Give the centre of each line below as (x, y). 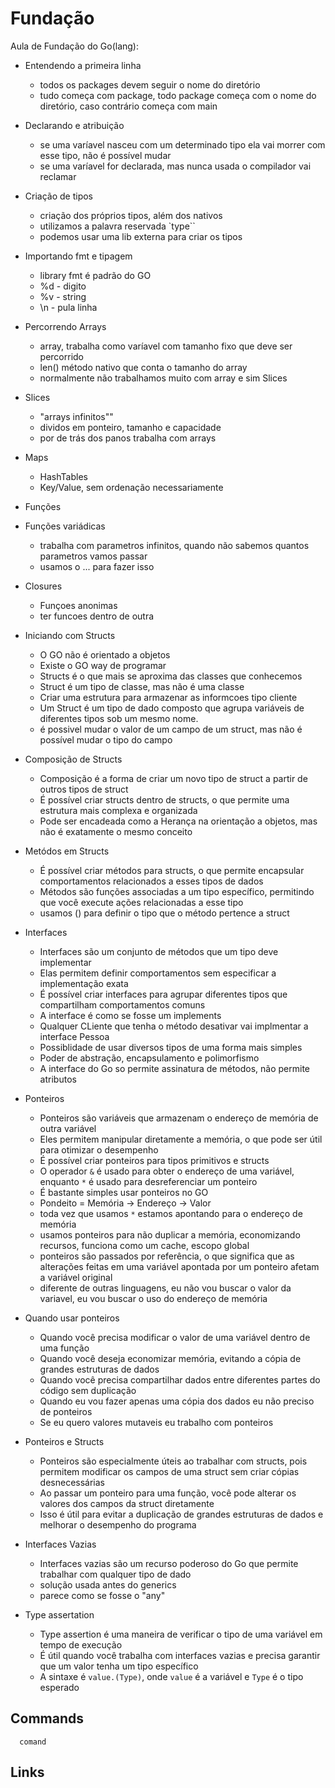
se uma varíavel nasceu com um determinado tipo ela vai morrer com (182, 144)
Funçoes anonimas (78, 605)
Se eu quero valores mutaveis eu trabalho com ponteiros (156, 1422)
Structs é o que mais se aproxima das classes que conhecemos (171, 676)
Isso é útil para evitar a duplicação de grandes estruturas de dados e (181, 1514)
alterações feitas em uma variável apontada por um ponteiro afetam (179, 1266)
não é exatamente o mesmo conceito (116, 831)
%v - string (63, 296)
